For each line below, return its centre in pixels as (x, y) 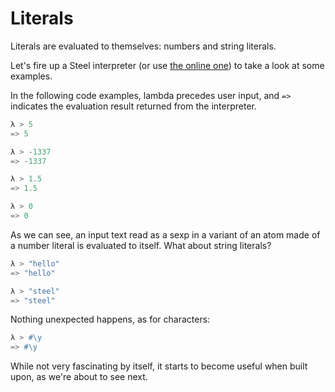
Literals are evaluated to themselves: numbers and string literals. (143, 46)
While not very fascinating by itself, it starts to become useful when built (159, 366)
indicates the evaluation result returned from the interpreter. (133, 106)
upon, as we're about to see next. (79, 377)
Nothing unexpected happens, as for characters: (110, 319)
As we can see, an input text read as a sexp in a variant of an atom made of (165, 234)
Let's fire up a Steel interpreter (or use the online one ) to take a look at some (167, 65)
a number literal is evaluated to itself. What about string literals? (141, 245)
